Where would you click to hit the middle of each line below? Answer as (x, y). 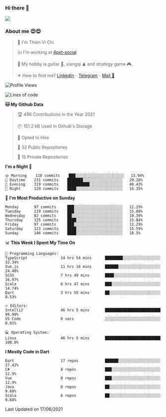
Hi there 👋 (17, 8)
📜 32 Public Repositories (42, 147)
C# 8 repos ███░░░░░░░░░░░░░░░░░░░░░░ (83, 369)
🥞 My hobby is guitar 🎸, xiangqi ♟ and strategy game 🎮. (75, 64)
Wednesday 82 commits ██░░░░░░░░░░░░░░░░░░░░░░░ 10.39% (74, 216)
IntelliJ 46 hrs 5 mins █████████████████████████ (83, 310)
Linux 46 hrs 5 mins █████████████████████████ (83, 338)
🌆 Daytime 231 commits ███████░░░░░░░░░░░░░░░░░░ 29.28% (74, 180)
